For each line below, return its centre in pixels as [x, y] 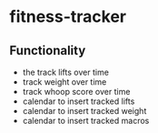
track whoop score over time [76, 92]
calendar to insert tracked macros [86, 121]
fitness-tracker [68, 17]
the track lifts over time [65, 72]
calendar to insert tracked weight [84, 111]
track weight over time [64, 82]
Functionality [48, 51]
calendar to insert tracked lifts [79, 101]
